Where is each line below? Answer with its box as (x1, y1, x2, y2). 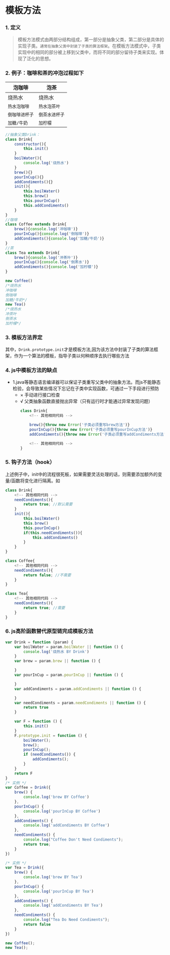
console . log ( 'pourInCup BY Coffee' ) (23, 809, 101, 814)
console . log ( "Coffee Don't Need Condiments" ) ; (23, 837, 123, 842)
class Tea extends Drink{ (5, 250, 60, 255)
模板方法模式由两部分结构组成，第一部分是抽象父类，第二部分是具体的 (17, 37, 164, 43)
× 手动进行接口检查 (20, 392, 60, 398)
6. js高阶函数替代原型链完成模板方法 (5, 628, 94, 635)
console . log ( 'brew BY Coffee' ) (23, 794, 90, 800)
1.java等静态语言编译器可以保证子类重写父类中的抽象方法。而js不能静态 (12, 379, 161, 385)
